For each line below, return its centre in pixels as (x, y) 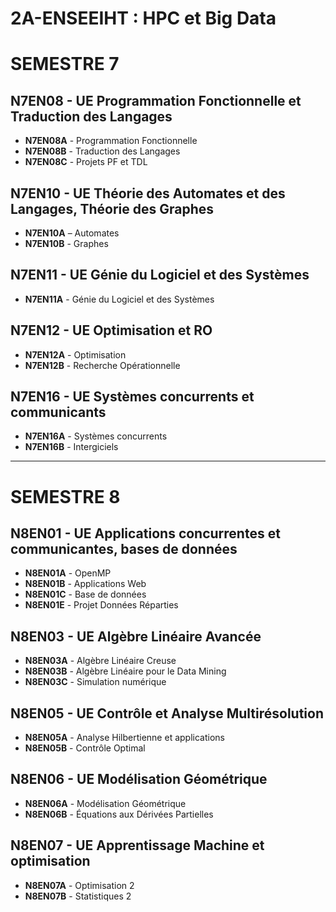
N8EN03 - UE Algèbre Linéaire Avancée (136, 636)
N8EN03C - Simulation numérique (95, 682)
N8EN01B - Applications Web (85, 584)
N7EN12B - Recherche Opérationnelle (102, 365)
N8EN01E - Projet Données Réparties (101, 605)
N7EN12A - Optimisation (75, 354)
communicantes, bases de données (124, 549)
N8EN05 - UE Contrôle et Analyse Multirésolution (167, 713)
